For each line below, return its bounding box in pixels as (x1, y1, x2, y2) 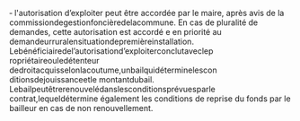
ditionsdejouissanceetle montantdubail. (9, 74, 154, 84)
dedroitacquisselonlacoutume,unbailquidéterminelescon (9, 65, 217, 75)
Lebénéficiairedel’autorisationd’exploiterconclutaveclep (9, 46, 214, 56)
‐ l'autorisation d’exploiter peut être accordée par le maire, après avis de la (9, 8, 285, 18)
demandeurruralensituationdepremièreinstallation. (9, 36, 195, 47)
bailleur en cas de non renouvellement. (9, 103, 154, 113)
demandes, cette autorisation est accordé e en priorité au (9, 27, 222, 37)
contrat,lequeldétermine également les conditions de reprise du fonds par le (9, 93, 291, 104)
